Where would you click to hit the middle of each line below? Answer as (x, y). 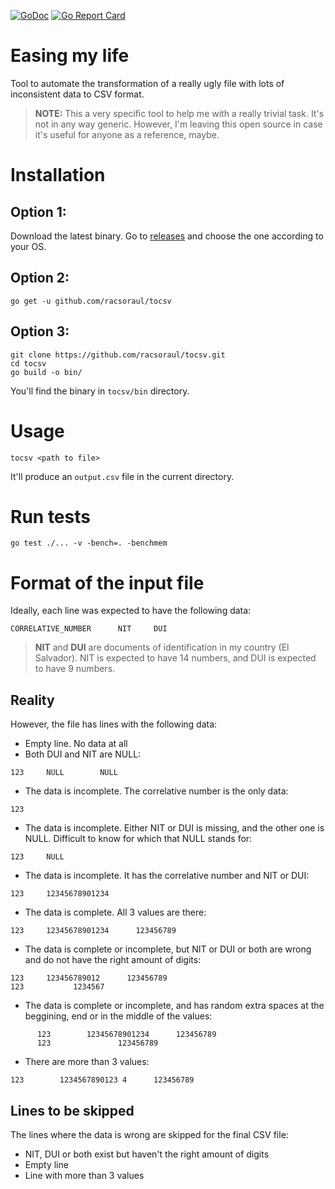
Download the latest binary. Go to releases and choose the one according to (167, 236)
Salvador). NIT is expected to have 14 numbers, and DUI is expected (175, 658)
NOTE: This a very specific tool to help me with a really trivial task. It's (179, 113)
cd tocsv (28, 363)
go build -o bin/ (46, 372)
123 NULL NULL (64, 773)
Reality (32, 700)
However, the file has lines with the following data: (114, 724)
